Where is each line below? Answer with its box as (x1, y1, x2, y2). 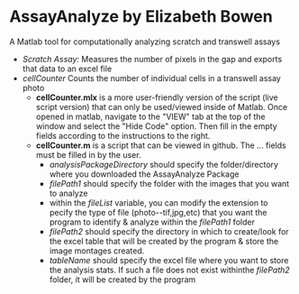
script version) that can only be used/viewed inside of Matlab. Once (35, 101, 288, 112)
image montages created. (49, 245, 145, 256)
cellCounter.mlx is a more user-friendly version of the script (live (35, 92, 278, 103)
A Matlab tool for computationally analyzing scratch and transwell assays (9, 36, 281, 47)
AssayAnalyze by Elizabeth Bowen (9, 6, 273, 27)
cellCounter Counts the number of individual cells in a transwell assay (22, 72, 281, 83)
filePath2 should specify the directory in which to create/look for (49, 225, 290, 236)
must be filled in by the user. (35, 149, 141, 160)
